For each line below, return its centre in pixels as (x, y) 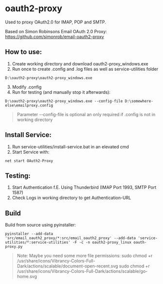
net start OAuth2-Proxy (29, 161)
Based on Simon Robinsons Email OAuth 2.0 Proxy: (56, 31)
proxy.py (14, 247)
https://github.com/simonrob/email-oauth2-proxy (54, 37)
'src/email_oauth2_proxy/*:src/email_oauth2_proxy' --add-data (71, 238)
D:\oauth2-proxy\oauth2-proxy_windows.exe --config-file (64, 101)
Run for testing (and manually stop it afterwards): (61, 92)
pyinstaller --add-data (29, 234)
